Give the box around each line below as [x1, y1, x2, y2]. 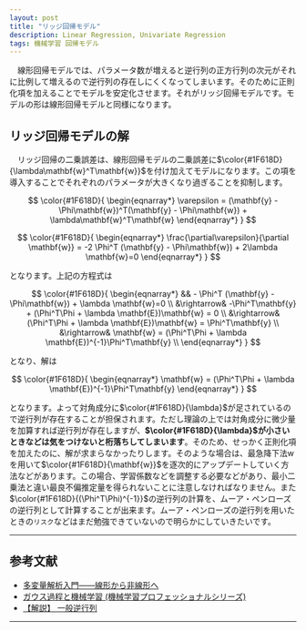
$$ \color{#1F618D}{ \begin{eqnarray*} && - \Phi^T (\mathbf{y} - [31, 289, 275, 300]
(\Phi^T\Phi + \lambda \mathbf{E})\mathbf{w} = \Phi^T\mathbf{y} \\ [26, 318, 280, 329]
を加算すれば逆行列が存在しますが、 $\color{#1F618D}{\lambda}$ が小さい [9, 425, 291, 436]
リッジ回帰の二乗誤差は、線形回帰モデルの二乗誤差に [16, 154, 217, 165]
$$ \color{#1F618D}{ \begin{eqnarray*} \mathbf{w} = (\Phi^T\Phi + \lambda [11, 374, 295, 385]
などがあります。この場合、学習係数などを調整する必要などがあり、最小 [16, 471, 289, 482]
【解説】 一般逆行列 [22, 602, 97, 613]
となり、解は [9, 356, 57, 367]
